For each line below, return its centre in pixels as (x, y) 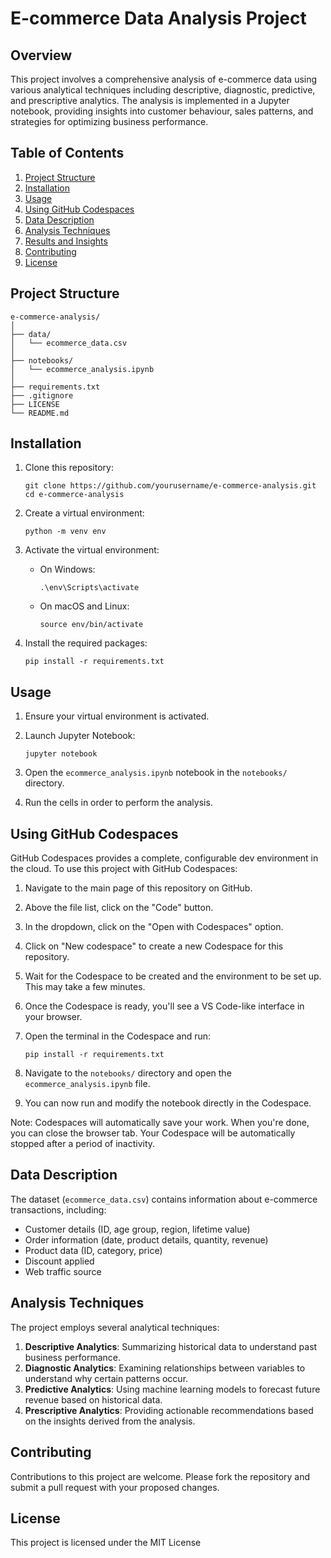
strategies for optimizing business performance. (109, 121)
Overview (41, 55)
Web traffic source (63, 1271)
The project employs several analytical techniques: (115, 1327)
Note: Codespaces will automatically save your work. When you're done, (160, 1123)
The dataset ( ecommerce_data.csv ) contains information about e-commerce (164, 1199)
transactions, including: (58, 1209)
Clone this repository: (69, 468)
